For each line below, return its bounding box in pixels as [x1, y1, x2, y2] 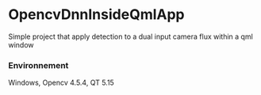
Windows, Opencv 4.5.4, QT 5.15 [8, 78, 115, 88]
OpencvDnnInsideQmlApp [8, 6, 185, 24]
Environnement [8, 59, 69, 70]
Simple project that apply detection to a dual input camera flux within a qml [8, 32, 254, 41]
